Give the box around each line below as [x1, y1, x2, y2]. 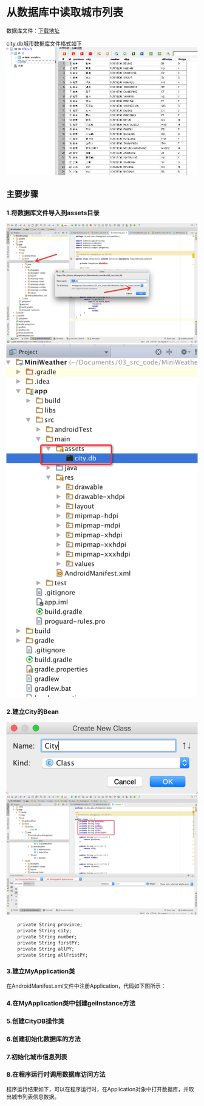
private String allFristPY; [17, 952, 88, 958]
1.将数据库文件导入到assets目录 [6, 209, 100, 217]
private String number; [17, 933, 78, 940]
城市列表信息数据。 [11, 1093, 59, 1101]
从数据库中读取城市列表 [6, 5, 124, 20]
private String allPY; [17, 946, 75, 952]
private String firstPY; [17, 940, 80, 946]
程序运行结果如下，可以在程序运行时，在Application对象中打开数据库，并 [6, 1085, 189, 1093]
